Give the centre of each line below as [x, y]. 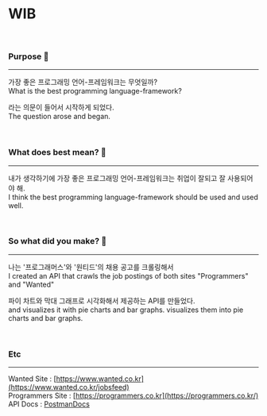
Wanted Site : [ [33, 379]
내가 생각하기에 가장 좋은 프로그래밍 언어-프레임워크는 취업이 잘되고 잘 [117, 178]
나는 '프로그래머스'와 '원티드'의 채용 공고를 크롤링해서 [91, 267]
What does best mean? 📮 [58, 152]
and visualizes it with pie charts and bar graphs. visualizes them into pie [126, 310]
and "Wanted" [31, 284]
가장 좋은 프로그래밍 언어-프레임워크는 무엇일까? [83, 82]
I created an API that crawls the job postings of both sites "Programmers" [128, 275]
